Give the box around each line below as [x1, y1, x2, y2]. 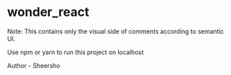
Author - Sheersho [7, 61, 60, 69]
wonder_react [7, 4, 89, 20]
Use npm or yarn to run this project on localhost [7, 48, 144, 56]
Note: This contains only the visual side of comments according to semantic [7, 27, 224, 35]
